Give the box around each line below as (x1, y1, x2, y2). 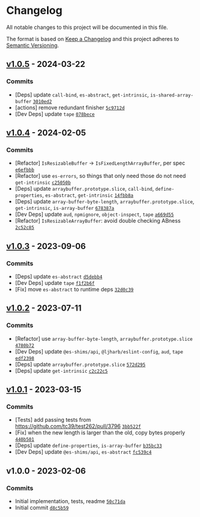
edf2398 (14, 355, 34, 361)
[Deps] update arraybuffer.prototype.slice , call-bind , (14, 185, 154, 192)
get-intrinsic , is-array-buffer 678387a (14, 205, 114, 212)
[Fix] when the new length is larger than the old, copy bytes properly (14, 429, 186, 436)
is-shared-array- (150, 92, 194, 98)
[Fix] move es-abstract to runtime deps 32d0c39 (14, 286, 134, 293)
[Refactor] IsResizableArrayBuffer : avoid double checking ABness (14, 217, 181, 224)
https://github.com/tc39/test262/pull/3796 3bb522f (14, 423, 142, 430)
